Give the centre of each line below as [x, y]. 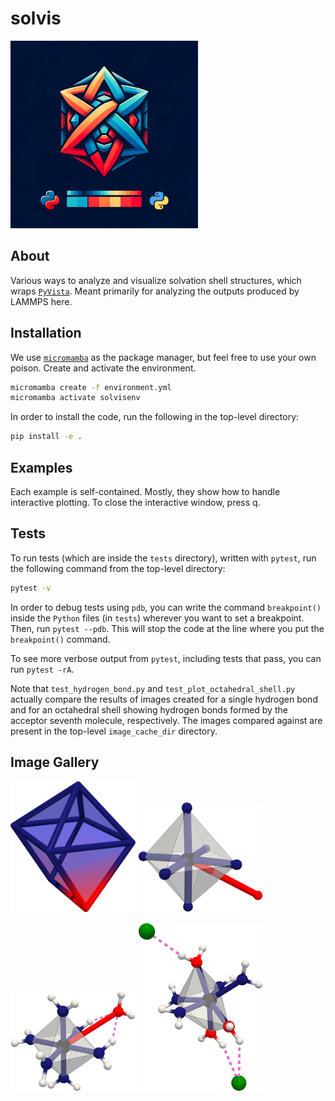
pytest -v [31, 588]
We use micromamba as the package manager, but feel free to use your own [163, 357]
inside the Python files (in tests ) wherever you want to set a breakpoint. [157, 618]
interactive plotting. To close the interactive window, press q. [135, 502]
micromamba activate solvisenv [75, 398]
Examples [41, 467]
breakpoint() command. [60, 639]
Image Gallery [55, 762]
